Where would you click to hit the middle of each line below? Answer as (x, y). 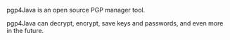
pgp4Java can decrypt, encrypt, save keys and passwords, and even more (115, 23)
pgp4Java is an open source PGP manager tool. (76, 10)
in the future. (25, 31)
